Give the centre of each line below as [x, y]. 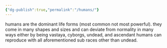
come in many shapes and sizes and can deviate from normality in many [79, 29]
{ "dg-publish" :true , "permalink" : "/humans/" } [52, 10]
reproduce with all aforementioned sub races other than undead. [72, 40]
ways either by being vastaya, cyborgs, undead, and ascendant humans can [83, 34]
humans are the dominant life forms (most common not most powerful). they [83, 24]
